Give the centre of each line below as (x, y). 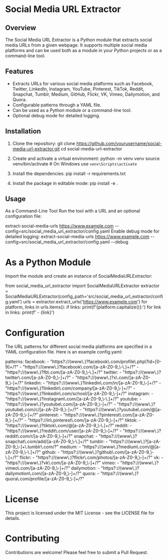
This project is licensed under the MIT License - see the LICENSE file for (80, 513)
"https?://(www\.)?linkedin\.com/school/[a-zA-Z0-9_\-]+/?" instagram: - (79, 394)
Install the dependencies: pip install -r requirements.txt (69, 173)
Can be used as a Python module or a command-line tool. (72, 110)
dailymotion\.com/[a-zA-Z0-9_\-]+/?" (43, 474)
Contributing (32, 539)
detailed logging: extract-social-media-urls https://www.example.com (77, 237)
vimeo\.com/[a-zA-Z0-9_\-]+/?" (38, 468)
